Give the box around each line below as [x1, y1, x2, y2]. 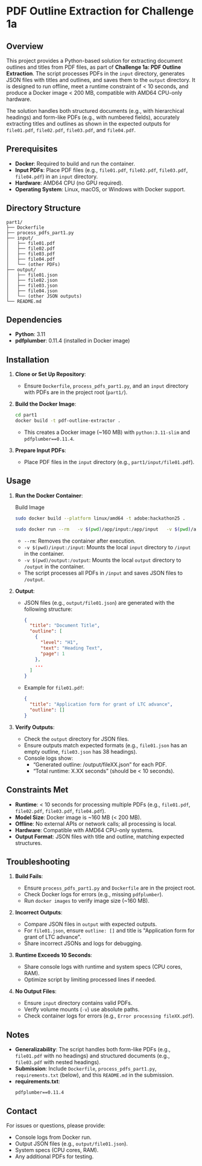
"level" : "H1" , [40, 640, 78, 646]
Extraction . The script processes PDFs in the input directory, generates [6, 70, 185, 77]
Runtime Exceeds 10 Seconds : [14, 952, 92, 959]
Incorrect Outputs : [14, 909, 63, 916]
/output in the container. [24, 562, 85, 570]
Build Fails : [14, 873, 43, 880]
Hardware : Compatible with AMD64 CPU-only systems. [14, 826, 154, 833]
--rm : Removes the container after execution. [24, 537, 136, 544]
